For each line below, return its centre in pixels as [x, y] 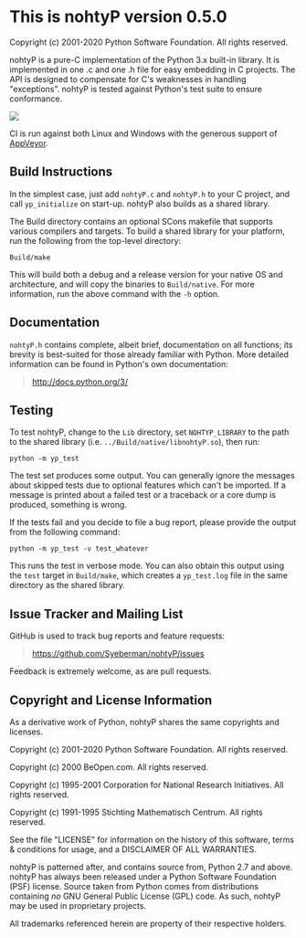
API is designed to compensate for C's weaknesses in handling [128, 79]
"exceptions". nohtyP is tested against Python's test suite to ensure [136, 89]
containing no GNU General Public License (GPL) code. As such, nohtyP [145, 896]
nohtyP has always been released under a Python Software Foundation [143, 877]
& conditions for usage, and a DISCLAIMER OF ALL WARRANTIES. [133, 849]
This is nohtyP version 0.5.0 [118, 17]
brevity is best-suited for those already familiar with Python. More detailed [149, 354]
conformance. [36, 99]
